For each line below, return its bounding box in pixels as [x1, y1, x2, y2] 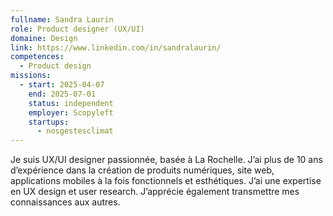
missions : [10, 71, 52, 81]
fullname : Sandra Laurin [10, 14, 114, 25]
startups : [28, 117, 70, 127]
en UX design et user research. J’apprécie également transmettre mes [10, 186, 300, 198]
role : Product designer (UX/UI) [10, 24, 145, 34]
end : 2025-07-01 [28, 89, 97, 99]
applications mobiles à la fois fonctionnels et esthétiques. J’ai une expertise [10, 175, 322, 187]
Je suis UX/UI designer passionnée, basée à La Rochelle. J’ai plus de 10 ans [10, 154, 323, 166]
